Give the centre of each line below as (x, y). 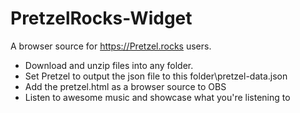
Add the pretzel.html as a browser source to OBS (125, 86)
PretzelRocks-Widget (101, 18)
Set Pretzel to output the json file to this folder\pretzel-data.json (156, 76)
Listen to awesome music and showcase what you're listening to (157, 97)
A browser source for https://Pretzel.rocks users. (111, 46)
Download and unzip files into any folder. (109, 65)
